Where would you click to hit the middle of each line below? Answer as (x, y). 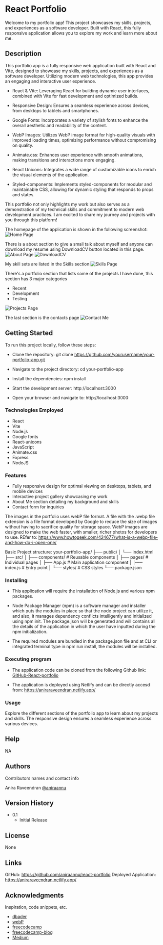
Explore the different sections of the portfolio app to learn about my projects (81, 713)
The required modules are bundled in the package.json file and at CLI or (84, 641)
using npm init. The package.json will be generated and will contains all (84, 621)
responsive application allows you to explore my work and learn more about (81, 33)
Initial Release (33, 820)
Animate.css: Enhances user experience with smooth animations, (78, 155)
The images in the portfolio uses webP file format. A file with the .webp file (80, 517)
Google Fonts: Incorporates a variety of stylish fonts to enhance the (80, 120)
